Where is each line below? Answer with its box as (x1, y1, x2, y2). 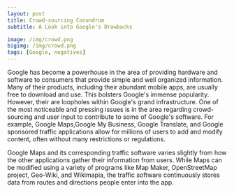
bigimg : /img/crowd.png (7, 43, 77, 50)
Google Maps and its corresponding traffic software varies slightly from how (7, 148, 227, 157)
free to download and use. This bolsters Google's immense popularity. (7, 90, 210, 99)
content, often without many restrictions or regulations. (7, 135, 166, 143)
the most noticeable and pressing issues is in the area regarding (7, 106, 192, 113)
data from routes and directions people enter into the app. (7, 178, 174, 186)
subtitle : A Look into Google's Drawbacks (7, 23, 133, 30)
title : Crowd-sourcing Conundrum (7, 17, 105, 24)
